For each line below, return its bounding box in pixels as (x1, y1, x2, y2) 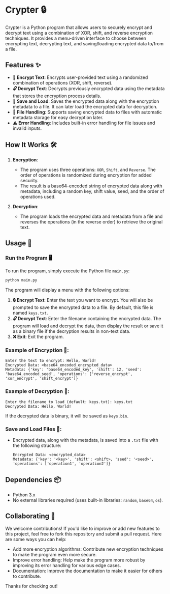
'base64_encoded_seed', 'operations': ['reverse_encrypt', (5, 372, 133, 377)
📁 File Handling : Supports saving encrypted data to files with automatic (12, 109, 162, 115)
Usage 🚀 (5, 239, 32, 247)
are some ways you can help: (5, 536, 67, 542)
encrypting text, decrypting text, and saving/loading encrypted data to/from (5, 40, 164, 46)
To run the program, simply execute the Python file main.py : (5, 268, 130, 274)
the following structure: (12, 442, 62, 448)
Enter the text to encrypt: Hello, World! (5, 358, 96, 363)
